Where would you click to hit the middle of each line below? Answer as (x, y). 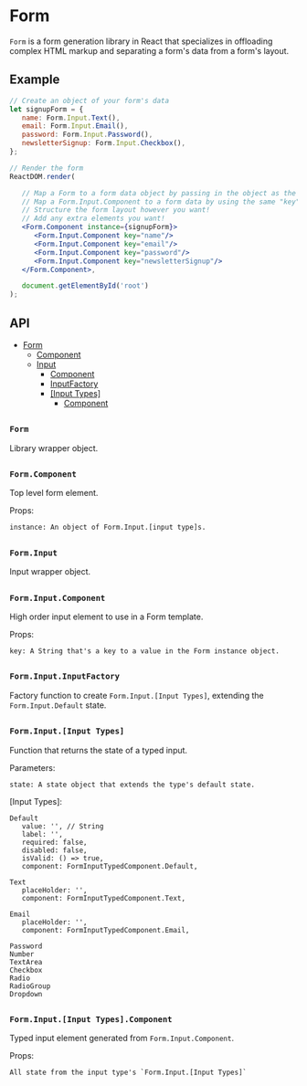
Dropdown (26, 994)
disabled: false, (55, 850)
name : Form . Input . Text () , (71, 118)
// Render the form (47, 168)
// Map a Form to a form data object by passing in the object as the (159, 193)
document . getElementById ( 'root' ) (85, 286)
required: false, (55, 842)
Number (22, 954)
